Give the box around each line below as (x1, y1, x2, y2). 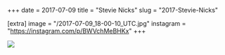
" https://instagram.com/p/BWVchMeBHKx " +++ (7, 27, 146, 35)
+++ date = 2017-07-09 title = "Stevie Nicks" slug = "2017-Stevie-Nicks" (7, 6, 219, 14)
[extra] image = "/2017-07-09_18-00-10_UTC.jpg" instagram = (7, 19, 186, 27)
